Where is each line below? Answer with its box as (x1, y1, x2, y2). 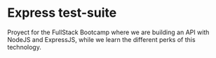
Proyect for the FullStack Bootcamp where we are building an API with (7, 28, 210, 36)
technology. (7, 43, 42, 51)
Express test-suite (7, 5, 117, 21)
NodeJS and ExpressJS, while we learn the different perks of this (7, 35, 196, 43)
